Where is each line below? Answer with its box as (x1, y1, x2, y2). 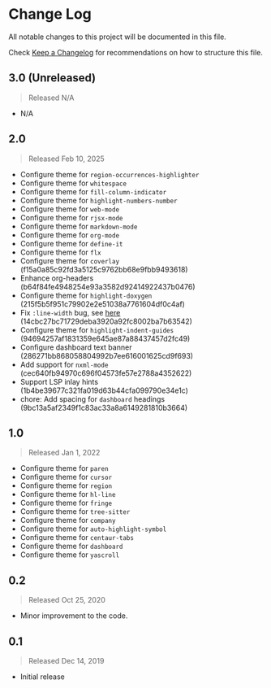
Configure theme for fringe (19, 498, 112, 508)
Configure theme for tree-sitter (19, 507, 131, 516)
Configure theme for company (19, 516, 116, 525)
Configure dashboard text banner (19, 342, 132, 352)
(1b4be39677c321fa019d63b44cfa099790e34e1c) (19, 385, 189, 395)
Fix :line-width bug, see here (19, 307, 121, 317)
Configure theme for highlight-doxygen (19, 290, 153, 300)
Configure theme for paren (19, 464, 109, 473)
